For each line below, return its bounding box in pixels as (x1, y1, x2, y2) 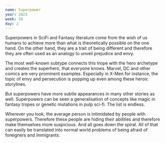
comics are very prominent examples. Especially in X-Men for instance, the (5, 71, 159, 77)
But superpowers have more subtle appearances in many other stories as (5, 91, 155, 97)
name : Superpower (5, 7, 41, 12)
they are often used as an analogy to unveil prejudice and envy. (5, 51, 135, 57)
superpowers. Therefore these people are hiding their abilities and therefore (5, 116, 160, 122)
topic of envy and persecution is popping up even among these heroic (5, 76, 149, 82)
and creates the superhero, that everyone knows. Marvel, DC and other (5, 66, 151, 71)
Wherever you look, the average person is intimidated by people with (5, 111, 146, 117)
